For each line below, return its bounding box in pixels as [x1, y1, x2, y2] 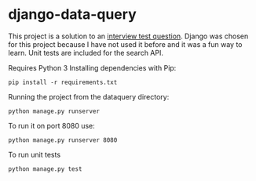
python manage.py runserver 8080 [8, 136, 118, 144]
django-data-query [8, 5, 137, 24]
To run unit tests [8, 150, 61, 159]
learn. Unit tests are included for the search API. [8, 48, 163, 57]
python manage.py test [8, 165, 82, 173]
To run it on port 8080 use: [8, 121, 96, 130]
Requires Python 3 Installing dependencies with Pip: [8, 63, 177, 72]
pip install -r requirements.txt [8, 78, 118, 86]
